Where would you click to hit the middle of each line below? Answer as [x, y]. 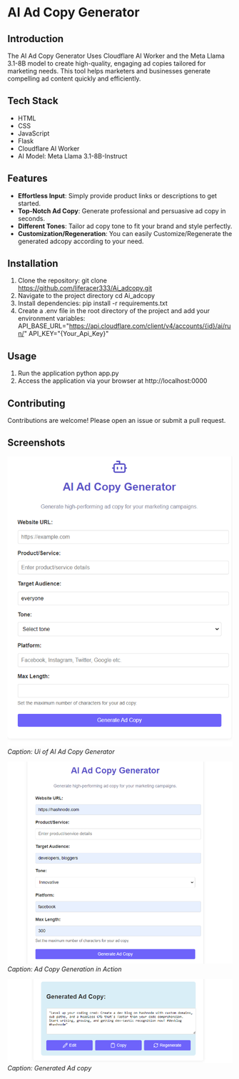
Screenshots [36, 443]
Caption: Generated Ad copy [50, 1068]
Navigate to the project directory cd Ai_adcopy [86, 296]
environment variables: [51, 319]
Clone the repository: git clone [62, 281]
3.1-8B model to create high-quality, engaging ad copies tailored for [107, 63]
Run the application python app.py [68, 373]
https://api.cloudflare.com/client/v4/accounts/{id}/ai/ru [150, 326]
